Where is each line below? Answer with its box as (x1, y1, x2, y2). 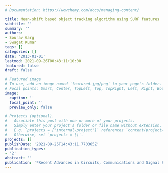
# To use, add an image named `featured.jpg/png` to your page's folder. (5, 81, 162, 87)
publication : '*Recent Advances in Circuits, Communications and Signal (5, 160, 160, 165)
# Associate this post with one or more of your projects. (5, 118, 135, 123)
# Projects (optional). (5, 114, 55, 119)
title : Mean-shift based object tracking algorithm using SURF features (5, 16, 160, 22)
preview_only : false (9, 105, 52, 110)
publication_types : (5, 146, 46, 151)
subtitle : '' (5, 21, 32, 26)
